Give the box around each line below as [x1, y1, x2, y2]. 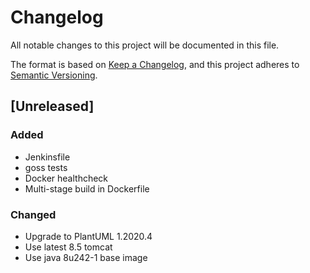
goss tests [24, 161, 68, 173]
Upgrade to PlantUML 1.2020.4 [24, 230, 153, 242]
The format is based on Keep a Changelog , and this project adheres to [10, 58, 300, 70]
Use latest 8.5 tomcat [24, 241, 113, 253]
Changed [10, 207, 57, 221]
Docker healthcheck [24, 172, 109, 184]
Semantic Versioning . [10, 69, 98, 81]
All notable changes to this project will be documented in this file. [10, 39, 280, 51]
